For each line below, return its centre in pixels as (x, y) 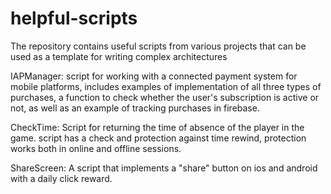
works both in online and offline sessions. (96, 148)
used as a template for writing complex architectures (119, 56)
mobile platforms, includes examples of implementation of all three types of (166, 86)
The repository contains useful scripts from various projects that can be (158, 46)
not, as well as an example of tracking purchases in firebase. (135, 108)
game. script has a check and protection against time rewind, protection (158, 138)
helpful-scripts (74, 18)
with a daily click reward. (61, 178)
